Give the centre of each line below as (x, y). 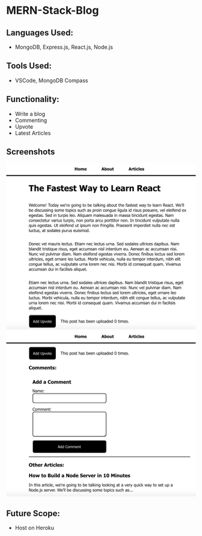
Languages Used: (40, 33)
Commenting (31, 120)
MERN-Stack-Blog (53, 11)
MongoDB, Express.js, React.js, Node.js (64, 47)
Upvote (24, 126)
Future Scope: (33, 513)
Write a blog (30, 114)
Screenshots (31, 152)
